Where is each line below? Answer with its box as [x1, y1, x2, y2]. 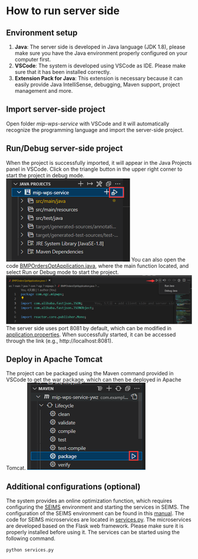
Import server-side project [6, 105, 105, 115]
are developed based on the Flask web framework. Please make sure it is [6, 522, 184, 529]
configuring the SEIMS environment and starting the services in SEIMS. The [6, 503, 190, 511]
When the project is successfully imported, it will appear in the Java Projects [6, 159, 192, 166]
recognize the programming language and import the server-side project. [6, 126, 184, 134]
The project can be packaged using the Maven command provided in [6, 370, 174, 377]
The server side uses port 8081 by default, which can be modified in [6, 324, 172, 331]
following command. [6, 535, 56, 542]
